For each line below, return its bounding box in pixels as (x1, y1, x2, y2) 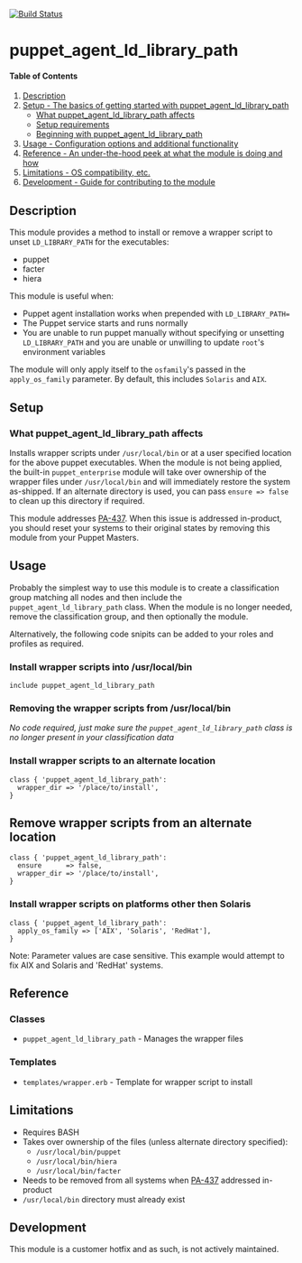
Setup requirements (35, 119, 110, 130)
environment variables (22, 347, 106, 358)
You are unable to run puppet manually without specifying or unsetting (22, 328, 285, 339)
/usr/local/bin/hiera (35, 1156, 117, 1166)
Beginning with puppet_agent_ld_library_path (35, 129, 203, 140)
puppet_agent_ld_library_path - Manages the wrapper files (22, 1034, 243, 1045)
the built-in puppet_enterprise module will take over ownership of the (9, 466, 267, 478)
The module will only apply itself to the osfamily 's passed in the (9, 364, 246, 375)
